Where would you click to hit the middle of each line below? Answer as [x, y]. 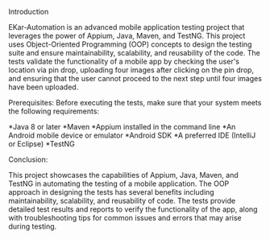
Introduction [29, 12]
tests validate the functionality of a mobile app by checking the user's [124, 61]
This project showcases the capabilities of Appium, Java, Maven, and [124, 175]
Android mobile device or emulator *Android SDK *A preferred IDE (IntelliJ [132, 135]
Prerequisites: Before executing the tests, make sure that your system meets [135, 103]
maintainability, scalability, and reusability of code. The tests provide [122, 201]
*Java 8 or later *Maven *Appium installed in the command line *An [122, 127]
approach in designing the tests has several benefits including [112, 192]
